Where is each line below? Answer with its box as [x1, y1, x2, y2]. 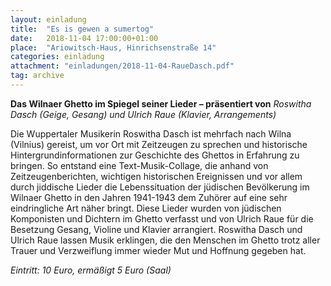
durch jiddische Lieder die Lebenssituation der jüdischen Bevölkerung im [10, 181, 310, 193]
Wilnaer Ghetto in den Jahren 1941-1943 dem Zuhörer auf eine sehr [10, 191, 288, 203]
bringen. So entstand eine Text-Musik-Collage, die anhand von [10, 159, 269, 171]
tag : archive [10, 71, 65, 81]
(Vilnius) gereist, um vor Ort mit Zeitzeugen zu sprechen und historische [10, 138, 308, 150]
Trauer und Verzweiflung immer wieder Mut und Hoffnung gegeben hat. [10, 244, 307, 256]
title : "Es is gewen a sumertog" [10, 24, 155, 34]
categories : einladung [10, 52, 105, 62]
